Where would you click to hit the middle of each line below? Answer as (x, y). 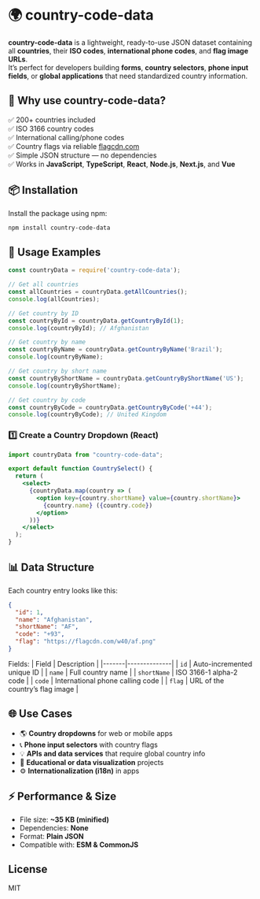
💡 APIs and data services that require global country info (112, 753)
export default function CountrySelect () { (81, 469)
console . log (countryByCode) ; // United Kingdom (88, 414)
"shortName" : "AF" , (47, 627)
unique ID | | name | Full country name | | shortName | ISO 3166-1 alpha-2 (123, 672)
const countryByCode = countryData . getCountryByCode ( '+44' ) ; (110, 407)
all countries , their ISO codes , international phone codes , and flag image (128, 50)
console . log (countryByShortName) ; (65, 386)
